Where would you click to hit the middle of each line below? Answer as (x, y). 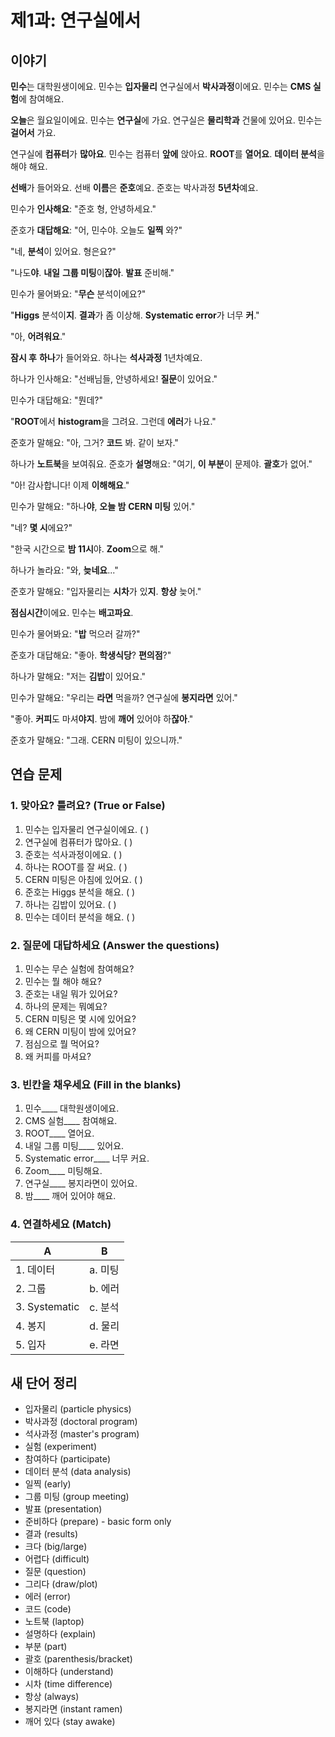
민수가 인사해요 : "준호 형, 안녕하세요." (83, 209)
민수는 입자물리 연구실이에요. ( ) (87, 829)
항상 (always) (52, 1697)
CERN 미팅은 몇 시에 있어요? (80, 1018)
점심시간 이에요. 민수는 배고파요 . (72, 612)
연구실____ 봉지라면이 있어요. (81, 1183)
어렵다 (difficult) (57, 1559)
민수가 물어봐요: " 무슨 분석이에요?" (78, 294)
